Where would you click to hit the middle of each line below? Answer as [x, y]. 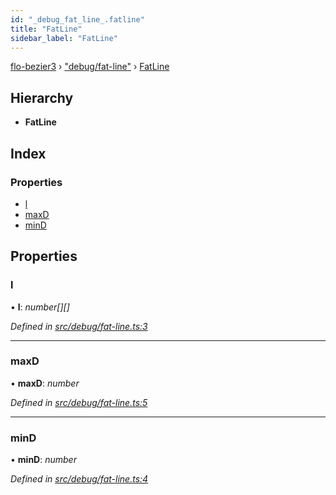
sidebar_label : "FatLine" [64, 38]
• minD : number [43, 460]
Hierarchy [42, 97]
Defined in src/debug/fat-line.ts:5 [79, 402]
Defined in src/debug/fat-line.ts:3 [79, 326]
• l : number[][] [40, 307]
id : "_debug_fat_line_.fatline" [77, 19]
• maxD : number [45, 383]
